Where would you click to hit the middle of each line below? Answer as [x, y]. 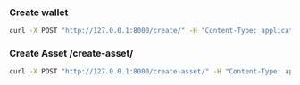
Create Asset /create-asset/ [71, 53]
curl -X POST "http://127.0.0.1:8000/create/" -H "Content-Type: [133, 31]
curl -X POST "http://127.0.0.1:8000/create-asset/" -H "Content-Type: [145, 72]
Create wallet [39, 12]
